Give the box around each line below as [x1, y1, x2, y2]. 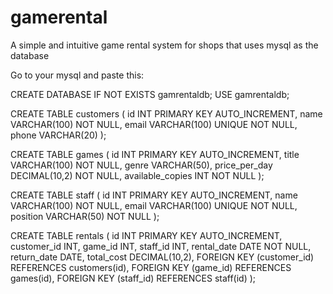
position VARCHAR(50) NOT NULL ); [10, 210, 160, 222]
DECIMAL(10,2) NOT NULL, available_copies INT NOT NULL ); [10, 169, 265, 181]
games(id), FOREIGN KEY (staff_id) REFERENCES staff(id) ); [10, 272, 257, 284]
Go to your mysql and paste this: [10, 69, 145, 81]
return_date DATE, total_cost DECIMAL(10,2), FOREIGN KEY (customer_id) [10, 251, 315, 263]
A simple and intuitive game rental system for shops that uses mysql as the [10, 39, 319, 51]
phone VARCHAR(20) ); [10, 129, 107, 141]
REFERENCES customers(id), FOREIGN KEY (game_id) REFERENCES [10, 261, 292, 273]
